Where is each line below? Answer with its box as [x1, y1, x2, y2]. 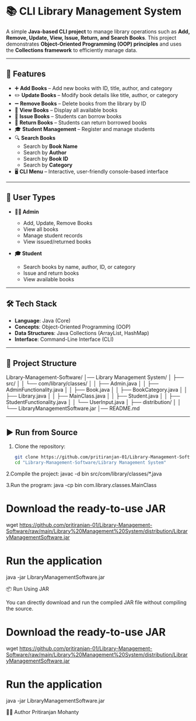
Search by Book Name [23, 143, 78, 150]
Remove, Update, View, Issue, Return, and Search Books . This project [6, 34, 177, 41]
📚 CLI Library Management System [6, 5, 182, 18]
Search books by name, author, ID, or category [23, 263, 136, 270]
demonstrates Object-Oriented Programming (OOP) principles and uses [6, 40, 182, 47]
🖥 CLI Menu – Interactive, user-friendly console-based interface [14, 168, 169, 175]
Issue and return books [23, 270, 79, 277]
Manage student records [23, 232, 83, 239]
